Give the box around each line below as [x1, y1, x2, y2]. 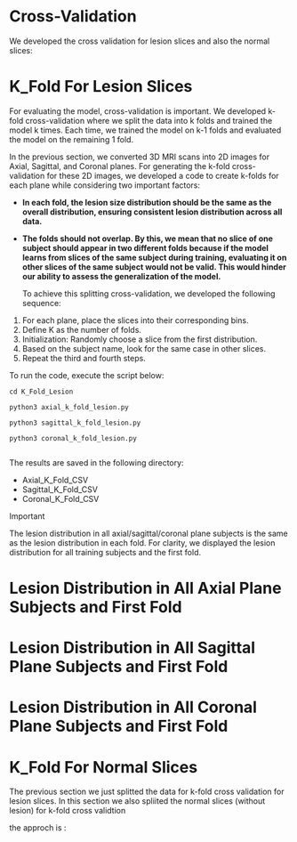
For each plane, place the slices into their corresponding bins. [21, 314, 249, 326]
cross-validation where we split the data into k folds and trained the [25, 115, 273, 125]
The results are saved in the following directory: [9, 457, 184, 468]
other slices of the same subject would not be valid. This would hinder [21, 261, 286, 272]
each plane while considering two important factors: [9, 180, 201, 190]
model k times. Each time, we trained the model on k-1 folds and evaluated [9, 125, 282, 135]
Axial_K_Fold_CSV [21, 474, 89, 485]
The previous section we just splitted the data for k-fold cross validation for [9, 786, 285, 797]
